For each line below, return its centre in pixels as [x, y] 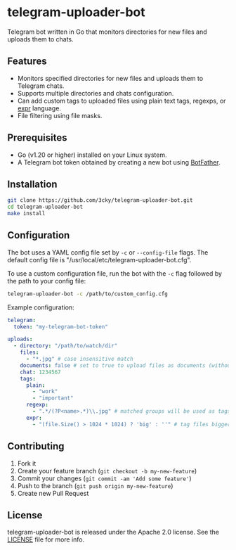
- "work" [45, 392]
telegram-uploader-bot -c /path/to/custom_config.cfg [88, 294]
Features [27, 62]
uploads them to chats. [40, 39]
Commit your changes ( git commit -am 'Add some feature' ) [104, 478]
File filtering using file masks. [60, 115]
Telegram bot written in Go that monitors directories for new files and [107, 32]
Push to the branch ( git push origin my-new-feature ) [95, 485]
